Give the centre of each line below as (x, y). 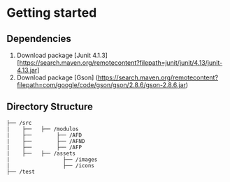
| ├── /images (52, 159)
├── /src (19, 123)
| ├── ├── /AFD (44, 135)
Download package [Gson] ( (57, 77)
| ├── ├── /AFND (46, 141)
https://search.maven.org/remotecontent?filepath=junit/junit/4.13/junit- (121, 63)
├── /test (21, 172)
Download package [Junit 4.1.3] (62, 55)
